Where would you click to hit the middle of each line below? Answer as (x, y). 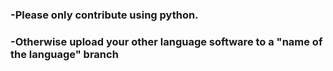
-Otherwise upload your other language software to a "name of (166, 41)
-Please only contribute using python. (104, 15)
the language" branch (64, 54)
